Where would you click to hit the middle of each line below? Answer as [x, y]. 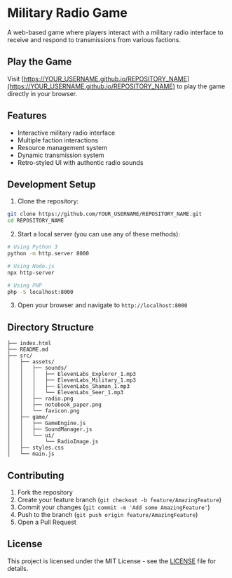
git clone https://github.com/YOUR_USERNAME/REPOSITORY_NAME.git [104, 214]
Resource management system [62, 147]
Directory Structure [51, 327]
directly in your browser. [42, 93]
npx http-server [31, 273]
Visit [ [16, 79]
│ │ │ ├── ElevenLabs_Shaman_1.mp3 [69, 387]
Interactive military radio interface [66, 133]
